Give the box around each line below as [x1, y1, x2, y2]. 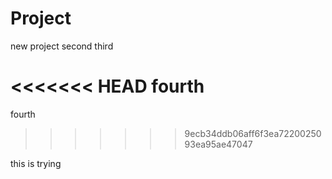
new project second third [10, 40, 114, 52]
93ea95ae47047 [184, 138, 253, 150]
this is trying [10, 157, 62, 169]
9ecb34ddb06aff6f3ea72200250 [184, 127, 322, 139]
